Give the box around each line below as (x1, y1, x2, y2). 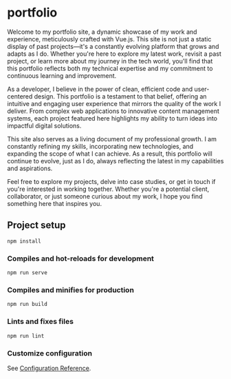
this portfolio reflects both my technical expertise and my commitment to (7, 64, 213, 72)
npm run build (7, 301, 48, 308)
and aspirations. (7, 164, 53, 172)
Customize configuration (7, 348, 93, 358)
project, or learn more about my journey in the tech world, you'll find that (7, 57, 213, 65)
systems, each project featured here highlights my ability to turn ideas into (7, 114, 218, 122)
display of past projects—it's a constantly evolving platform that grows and (7, 42, 219, 50)
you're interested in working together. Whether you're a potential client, (7, 185, 210, 193)
